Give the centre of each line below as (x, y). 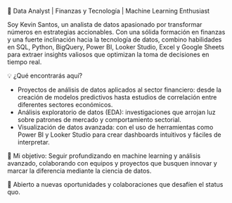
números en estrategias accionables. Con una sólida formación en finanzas (116, 32)
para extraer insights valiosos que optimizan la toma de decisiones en (108, 54)
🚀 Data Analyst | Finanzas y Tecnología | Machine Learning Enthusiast (108, 11)
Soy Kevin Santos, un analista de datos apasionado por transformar (105, 24)
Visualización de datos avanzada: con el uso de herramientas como (115, 127)
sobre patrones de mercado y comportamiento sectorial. (99, 119)
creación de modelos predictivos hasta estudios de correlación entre (117, 97)
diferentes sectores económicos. (65, 105)
